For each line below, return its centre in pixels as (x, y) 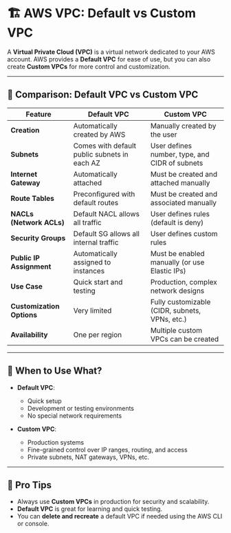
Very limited (92, 310)
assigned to (92, 262)
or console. (33, 524)
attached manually (180, 182)
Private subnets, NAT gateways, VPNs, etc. (88, 457)
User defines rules (180, 213)
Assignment (31, 266)
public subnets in (101, 154)
